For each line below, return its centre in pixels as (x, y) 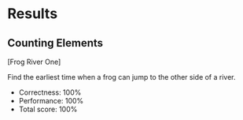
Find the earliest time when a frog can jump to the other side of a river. (122, 77)
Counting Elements (55, 43)
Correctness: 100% (50, 92)
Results (33, 14)
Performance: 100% (51, 101)
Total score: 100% (48, 109)
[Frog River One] (34, 62)
